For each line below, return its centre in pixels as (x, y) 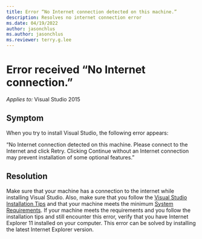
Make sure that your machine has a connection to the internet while (90, 191)
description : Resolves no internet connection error (74, 18)
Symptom (25, 118)
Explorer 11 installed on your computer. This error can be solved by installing (101, 223)
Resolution (27, 177)
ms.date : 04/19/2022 (32, 23)
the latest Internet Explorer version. (50, 229)
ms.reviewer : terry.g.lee (39, 40)
